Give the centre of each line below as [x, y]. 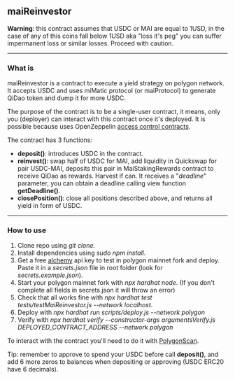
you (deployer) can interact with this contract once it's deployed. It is [106, 119]
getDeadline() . [39, 191]
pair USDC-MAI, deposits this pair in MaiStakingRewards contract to [115, 169]
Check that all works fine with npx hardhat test [85, 297]
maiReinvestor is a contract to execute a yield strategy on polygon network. [116, 83]
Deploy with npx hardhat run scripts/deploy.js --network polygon [111, 312]
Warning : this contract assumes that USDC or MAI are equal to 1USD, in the [116, 28]
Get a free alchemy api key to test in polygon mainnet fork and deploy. [119, 260]
